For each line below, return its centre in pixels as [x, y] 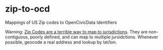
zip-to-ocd [27, 9]
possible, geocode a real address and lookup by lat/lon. [61, 42]
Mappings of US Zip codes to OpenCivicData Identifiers [61, 22]
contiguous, [17, 37]
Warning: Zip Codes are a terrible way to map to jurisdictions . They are [76, 32]
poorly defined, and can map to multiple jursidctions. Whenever [94, 37]
